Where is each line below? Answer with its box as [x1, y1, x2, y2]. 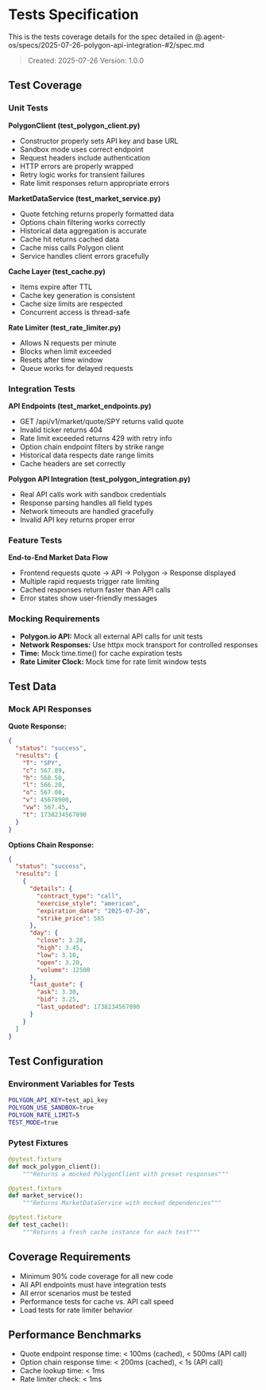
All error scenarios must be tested [19, 1288, 131, 1298]
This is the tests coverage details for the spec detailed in [8, 32, 194, 41]
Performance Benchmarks [8, 1328, 141, 1342]
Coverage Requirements [8, 1250, 131, 1264]
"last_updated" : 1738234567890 [37, 1003, 141, 1011]
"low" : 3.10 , [37, 951, 80, 959]
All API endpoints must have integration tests [19, 1280, 167, 1289]
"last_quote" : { [29, 981, 83, 989]
